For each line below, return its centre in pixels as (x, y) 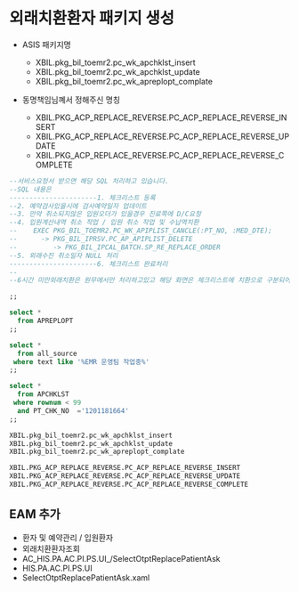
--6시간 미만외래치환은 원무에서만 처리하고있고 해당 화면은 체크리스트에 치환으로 (136, 280)
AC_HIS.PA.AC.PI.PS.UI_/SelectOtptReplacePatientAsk (121, 558)
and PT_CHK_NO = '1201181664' (73, 410)
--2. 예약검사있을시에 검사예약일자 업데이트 (78, 206)
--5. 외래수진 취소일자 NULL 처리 (64, 255)
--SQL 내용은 (30, 189)
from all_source (47, 353)
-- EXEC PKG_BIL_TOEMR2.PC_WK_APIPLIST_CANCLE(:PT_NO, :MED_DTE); (141, 231)
